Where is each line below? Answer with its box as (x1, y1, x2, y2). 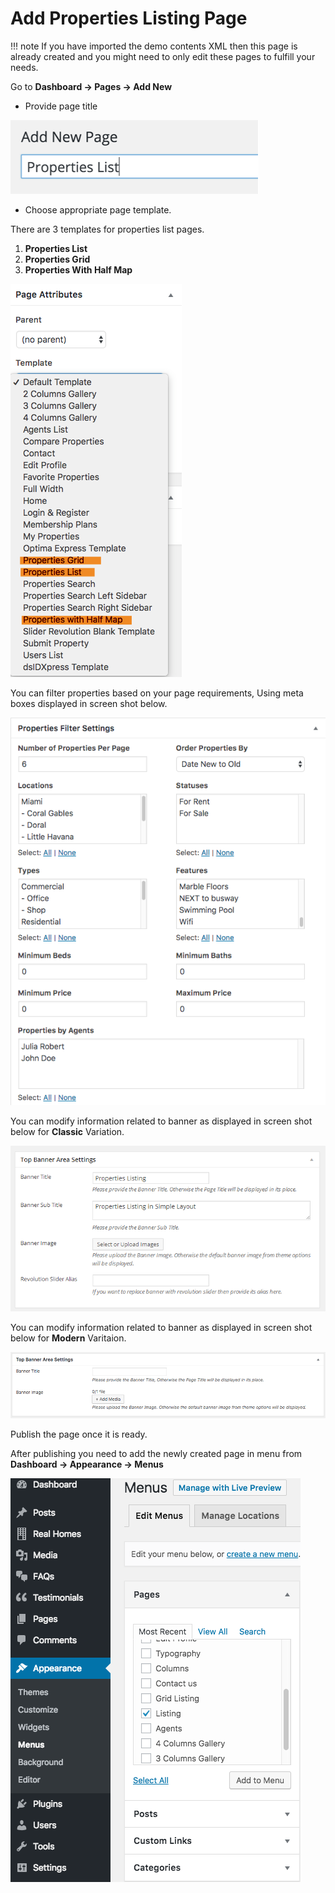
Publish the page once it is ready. (10, 1428, 148, 1440)
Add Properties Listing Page (10, 7, 248, 30)
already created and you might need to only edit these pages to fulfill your (10, 50, 316, 62)
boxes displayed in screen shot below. (10, 697, 168, 709)
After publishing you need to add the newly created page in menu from (10, 1447, 303, 1459)
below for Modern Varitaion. (10, 1332, 127, 1344)
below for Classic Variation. (10, 1126, 125, 1138)
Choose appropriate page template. (24, 203, 172, 216)
